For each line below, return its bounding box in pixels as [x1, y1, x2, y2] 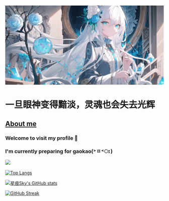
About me [5, 119, 37, 128]
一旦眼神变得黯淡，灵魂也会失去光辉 [5, 99, 155, 111]
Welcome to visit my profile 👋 [5, 134, 78, 141]
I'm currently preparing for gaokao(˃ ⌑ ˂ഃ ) [5, 148, 113, 155]
